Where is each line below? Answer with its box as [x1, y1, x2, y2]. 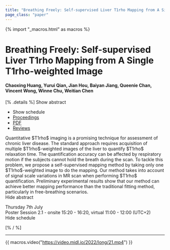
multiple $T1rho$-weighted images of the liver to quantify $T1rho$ [5, 146, 144, 152]
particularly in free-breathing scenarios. [5, 189, 89, 195]
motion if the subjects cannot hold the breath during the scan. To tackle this [5, 156, 163, 162]
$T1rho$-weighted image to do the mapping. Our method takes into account [5, 167, 164, 173]
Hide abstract [5, 194, 34, 200]
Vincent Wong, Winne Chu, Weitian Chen [5, 88, 94, 94]
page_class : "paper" [5, 12, 49, 17]
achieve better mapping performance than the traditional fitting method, [5, 183, 155, 189]
